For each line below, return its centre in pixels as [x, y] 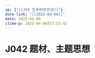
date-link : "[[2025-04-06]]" [35, 14]
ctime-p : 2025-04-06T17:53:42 [36, 23]
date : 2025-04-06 [23, 19]
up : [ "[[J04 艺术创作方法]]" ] [34, 10]
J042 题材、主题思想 [48, 49]
